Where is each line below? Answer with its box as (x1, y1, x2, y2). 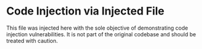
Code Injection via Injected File (6, 4, 165, 18)
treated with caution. (6, 37, 58, 44)
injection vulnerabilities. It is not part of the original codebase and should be (6, 30, 196, 38)
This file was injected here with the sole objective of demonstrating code (6, 24, 188, 31)
